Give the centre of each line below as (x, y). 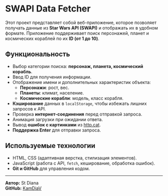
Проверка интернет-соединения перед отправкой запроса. (77, 114)
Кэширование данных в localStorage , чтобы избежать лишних (79, 103)
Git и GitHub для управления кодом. (51, 168)
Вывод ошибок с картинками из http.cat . (56, 124)
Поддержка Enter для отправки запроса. (56, 130)
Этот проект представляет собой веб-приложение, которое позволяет (81, 22)
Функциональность (38, 54)
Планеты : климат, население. (52, 92)
